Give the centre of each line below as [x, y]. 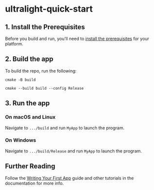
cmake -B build [20, 80]
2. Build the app [29, 59]
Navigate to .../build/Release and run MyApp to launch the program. [74, 151]
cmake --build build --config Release [44, 88]
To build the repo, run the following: [41, 71]
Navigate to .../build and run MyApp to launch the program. [65, 128]
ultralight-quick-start [49, 9]
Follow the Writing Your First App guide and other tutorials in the [69, 178]
